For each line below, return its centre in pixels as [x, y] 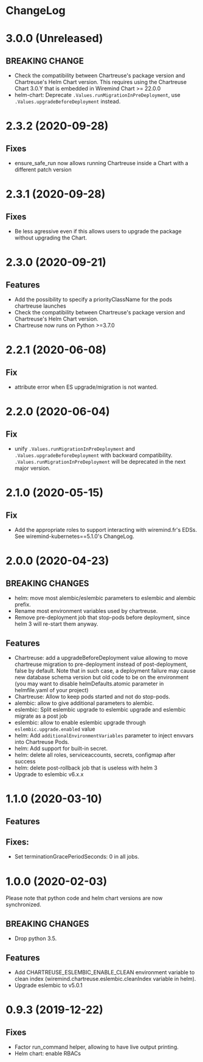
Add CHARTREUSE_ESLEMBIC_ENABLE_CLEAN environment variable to [105, 972]
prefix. [22, 604]
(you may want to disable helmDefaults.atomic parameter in [89, 684]
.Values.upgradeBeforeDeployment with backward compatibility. [93, 455]
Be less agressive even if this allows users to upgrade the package [98, 232]
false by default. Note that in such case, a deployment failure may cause [105, 671]
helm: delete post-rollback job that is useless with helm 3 [86, 768]
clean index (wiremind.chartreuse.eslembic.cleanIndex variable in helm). [105, 979]
